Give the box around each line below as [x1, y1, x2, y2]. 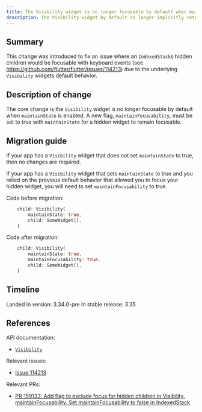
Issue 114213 [14, 369, 47, 376]
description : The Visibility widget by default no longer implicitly [6, 14, 185, 21]
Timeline [6, 285, 40, 295]
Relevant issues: [6, 357, 47, 365]
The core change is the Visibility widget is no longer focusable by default [6, 106, 194, 113]
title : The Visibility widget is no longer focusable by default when [6, 8, 187, 15]
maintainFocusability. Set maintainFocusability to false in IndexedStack [14, 399, 191, 406]
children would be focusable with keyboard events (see [6, 59, 144, 66]
